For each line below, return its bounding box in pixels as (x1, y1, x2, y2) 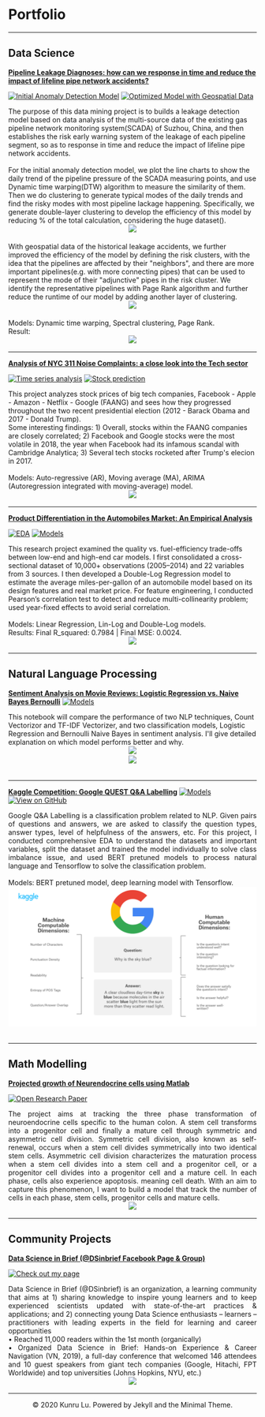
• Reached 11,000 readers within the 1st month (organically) (8, 1334, 202, 1344)
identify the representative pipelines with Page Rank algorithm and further (8, 283, 248, 293)
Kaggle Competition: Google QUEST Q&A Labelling (8, 787, 177, 796)
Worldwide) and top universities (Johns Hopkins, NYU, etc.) (8, 1367, 202, 1378)
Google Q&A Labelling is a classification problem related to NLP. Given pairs (8, 810, 257, 820)
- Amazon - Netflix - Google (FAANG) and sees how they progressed (8, 397, 231, 407)
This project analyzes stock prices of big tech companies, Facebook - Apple (8, 389, 256, 398)
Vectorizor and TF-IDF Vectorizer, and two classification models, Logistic (8, 720, 246, 730)
